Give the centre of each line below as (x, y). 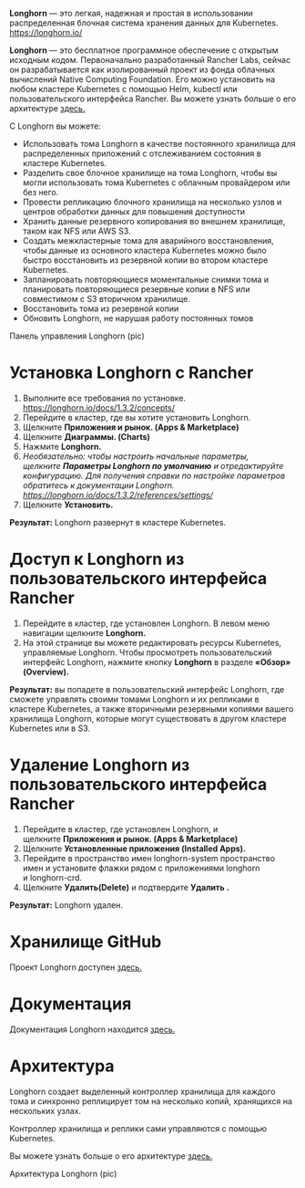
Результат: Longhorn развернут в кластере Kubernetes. (117, 522)
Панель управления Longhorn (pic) (77, 336)
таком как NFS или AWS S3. (76, 231)
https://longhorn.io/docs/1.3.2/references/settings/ (118, 495)
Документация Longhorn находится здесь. (92, 1029)
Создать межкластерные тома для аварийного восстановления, (148, 240)
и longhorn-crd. (52, 877)
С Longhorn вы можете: (56, 126)
